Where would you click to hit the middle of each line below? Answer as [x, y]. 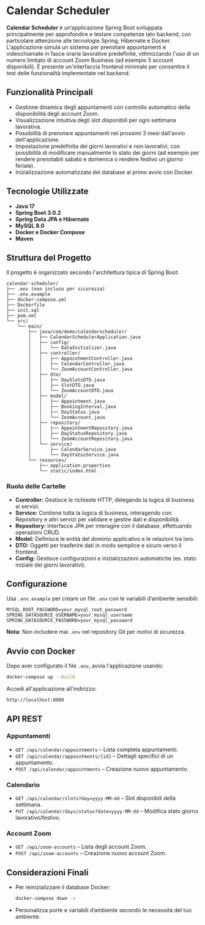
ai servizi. [27, 506]
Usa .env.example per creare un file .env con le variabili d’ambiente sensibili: [102, 599]
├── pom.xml [21, 316]
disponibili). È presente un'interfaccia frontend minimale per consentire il [98, 66]
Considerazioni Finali [47, 872]
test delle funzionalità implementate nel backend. [68, 73]
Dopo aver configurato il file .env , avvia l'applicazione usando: [85, 666]
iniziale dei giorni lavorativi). [50, 565]
